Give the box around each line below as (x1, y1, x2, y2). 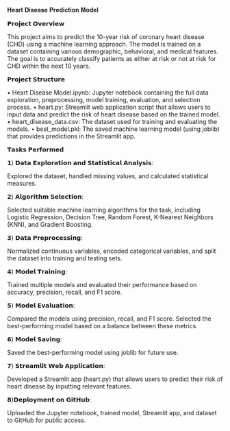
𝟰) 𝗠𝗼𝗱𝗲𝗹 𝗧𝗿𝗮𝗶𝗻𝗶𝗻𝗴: (7, 267, 68, 275)
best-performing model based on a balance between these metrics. (7, 322, 199, 330)
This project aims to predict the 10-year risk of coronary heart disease (7, 33, 205, 40)
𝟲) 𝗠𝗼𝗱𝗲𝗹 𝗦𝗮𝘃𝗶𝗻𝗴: (7, 335, 63, 343)
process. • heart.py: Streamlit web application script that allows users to (7, 103, 211, 111)
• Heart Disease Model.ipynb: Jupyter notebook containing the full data (7, 88, 209, 97)
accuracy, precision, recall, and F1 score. (7, 288, 123, 296)
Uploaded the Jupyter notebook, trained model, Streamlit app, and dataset (7, 409, 217, 417)
